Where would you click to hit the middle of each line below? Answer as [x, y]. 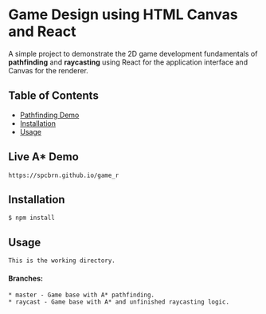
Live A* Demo [44, 157]
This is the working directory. [62, 261]
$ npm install [32, 218]
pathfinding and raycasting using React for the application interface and [128, 62]
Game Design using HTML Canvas [123, 15]
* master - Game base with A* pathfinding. [82, 295]
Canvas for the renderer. [49, 70]
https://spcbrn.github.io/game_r [64, 175]
